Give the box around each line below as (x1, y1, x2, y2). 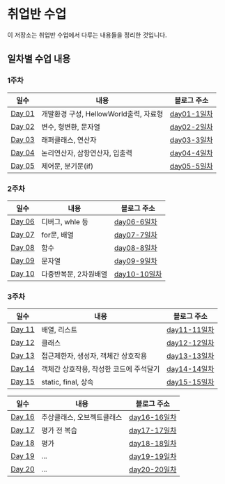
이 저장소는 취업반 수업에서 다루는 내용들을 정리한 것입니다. (7, 31, 167, 39)
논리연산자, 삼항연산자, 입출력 (41, 148, 132, 157)
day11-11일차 (166, 325, 215, 335)
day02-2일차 (169, 122, 214, 132)
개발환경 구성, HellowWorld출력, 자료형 (41, 109, 164, 118)
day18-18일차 (128, 439, 177, 448)
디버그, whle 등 (41, 217, 88, 226)
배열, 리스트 (41, 325, 78, 335)
